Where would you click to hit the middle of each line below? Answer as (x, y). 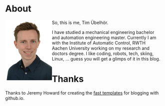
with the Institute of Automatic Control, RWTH (99, 42)
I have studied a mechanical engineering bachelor (103, 32)
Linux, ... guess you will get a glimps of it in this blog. (106, 58)
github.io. (15, 98)
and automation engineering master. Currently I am (104, 37)
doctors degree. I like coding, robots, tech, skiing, (103, 53)
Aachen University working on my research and (101, 48)
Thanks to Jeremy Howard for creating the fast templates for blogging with (82, 92)
